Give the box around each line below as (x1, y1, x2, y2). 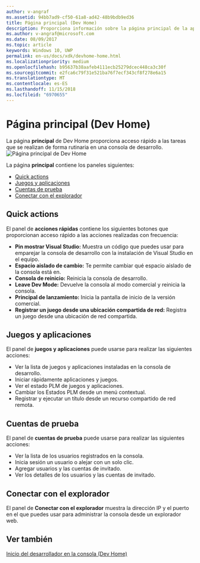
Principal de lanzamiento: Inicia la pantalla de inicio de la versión (14, 293, 176, 301)
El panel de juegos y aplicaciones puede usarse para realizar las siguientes (6, 346, 192, 353)
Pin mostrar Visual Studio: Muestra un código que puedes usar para (14, 242, 184, 250)
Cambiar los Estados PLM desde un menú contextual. (14, 388, 146, 396)
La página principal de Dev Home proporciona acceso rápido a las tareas (6, 137, 186, 144)
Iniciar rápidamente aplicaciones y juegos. (14, 376, 119, 383)
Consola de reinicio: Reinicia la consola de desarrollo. (14, 275, 148, 282)
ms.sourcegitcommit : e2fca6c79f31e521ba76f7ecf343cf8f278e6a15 (6, 70, 167, 76)
